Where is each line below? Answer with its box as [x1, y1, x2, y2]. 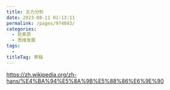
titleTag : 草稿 [6, 54, 43, 60]
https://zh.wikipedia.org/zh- [6, 71, 77, 78]
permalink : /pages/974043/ [6, 20, 75, 26]
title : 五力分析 [6, 9, 44, 15]
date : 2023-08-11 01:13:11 [6, 15, 75, 21]
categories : [6, 26, 37, 32]
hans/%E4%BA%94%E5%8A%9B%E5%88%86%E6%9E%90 [6, 77, 164, 85]
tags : [6, 43, 20, 49]
